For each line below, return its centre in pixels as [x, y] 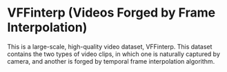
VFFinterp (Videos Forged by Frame [111, 13]
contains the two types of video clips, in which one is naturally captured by [114, 54]
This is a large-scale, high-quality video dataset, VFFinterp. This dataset [110, 46]
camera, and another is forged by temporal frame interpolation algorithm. [111, 61]
